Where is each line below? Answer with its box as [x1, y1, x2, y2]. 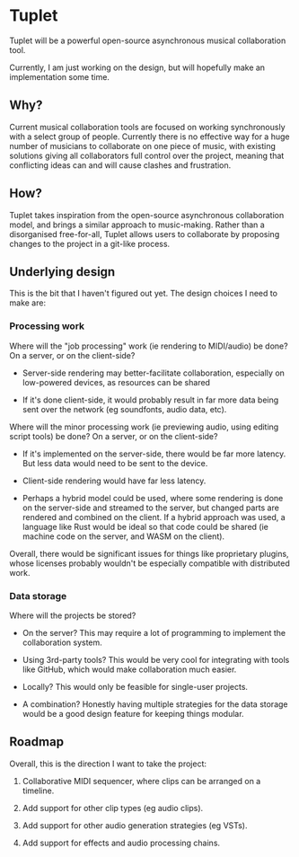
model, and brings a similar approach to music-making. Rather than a [9, 219, 265, 230]
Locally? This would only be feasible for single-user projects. [22, 681, 249, 692]
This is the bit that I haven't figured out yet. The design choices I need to [9, 288, 278, 299]
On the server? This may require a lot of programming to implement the [22, 627, 286, 638]
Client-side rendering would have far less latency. [22, 475, 207, 486]
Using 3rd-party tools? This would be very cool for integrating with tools [22, 654, 290, 665]
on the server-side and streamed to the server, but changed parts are [22, 502, 280, 513]
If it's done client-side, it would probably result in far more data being [22, 394, 279, 405]
